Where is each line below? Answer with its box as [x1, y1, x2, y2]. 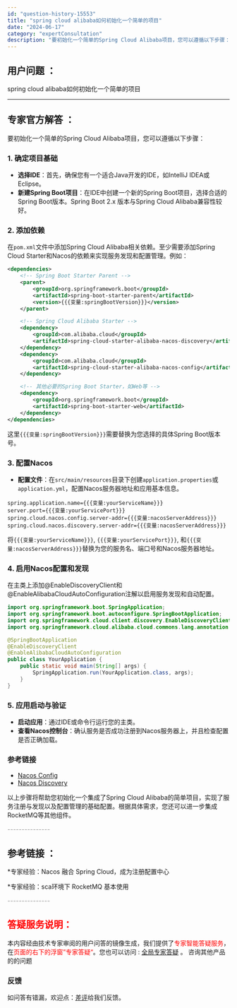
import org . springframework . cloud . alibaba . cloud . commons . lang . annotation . [7, 623, 232, 631]
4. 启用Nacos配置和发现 [7, 563, 90, 573]
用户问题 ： [7, 64, 56, 76]
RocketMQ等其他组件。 [7, 811, 75, 819]
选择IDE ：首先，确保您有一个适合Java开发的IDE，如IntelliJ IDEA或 [17, 171, 210, 179]
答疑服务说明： [7, 919, 73, 931]
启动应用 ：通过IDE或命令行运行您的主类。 [17, 718, 140, 726]
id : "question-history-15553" [7, 10, 97, 18]
